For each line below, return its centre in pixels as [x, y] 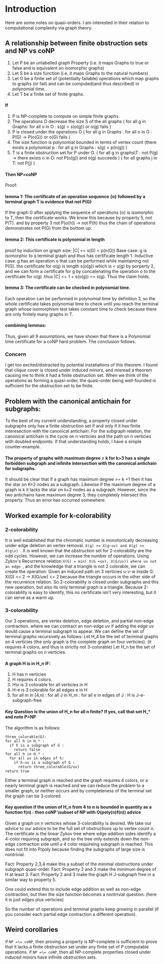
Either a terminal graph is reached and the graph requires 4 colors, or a [76, 780]
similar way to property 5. [31, 880]
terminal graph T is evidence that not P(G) [48, 202]
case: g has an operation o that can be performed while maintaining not [77, 261]
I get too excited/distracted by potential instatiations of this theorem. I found [81, 365]
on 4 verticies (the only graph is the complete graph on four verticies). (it [78, 642]
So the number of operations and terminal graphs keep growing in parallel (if [82, 909]
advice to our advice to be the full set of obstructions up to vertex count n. [80, 828]
